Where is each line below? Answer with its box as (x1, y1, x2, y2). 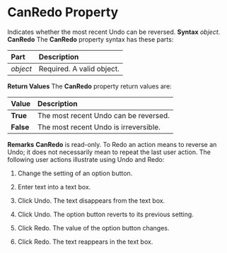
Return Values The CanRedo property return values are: (7, 82, 172, 90)
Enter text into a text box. (17, 182, 91, 191)
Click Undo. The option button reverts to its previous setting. (17, 210, 194, 218)
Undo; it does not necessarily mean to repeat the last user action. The (7, 148, 211, 156)
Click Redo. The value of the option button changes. (17, 223, 170, 232)
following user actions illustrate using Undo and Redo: (7, 155, 165, 163)
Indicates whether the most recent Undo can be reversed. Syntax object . (7, 28, 221, 36)
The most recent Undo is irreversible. (37, 122, 161, 131)
